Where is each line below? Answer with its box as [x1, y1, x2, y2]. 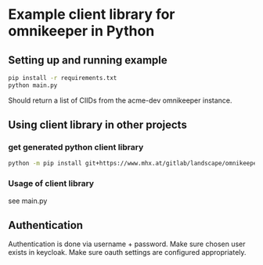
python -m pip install [8, 159, 82, 168]
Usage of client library [8, 178, 95, 189]
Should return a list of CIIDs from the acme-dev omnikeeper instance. [8, 96, 232, 105]
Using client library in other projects [8, 118, 188, 132]
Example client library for [8, 5, 175, 24]
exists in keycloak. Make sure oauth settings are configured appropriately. [8, 248, 247, 257]
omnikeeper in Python [8, 22, 155, 40]
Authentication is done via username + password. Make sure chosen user [8, 239, 246, 249]
